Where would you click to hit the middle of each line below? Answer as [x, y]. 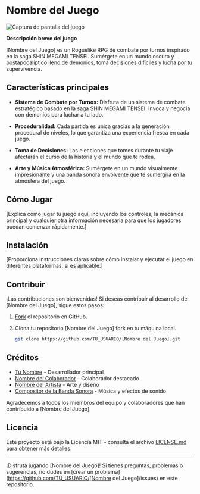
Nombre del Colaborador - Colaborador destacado [77, 378]
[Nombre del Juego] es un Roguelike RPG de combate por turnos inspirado [98, 50]
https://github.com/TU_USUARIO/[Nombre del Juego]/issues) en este [93, 478]
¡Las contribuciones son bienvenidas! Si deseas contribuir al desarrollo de [97, 299]
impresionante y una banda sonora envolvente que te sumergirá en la [100, 174]
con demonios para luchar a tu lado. [59, 114]
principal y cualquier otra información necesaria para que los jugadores [94, 220]
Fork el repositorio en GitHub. [51, 317]
